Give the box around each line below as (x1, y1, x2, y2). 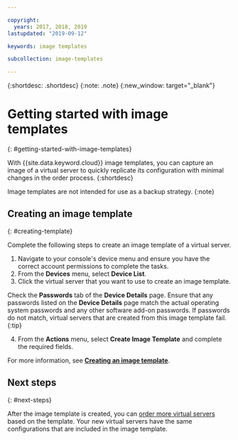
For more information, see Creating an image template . (7, 356, 171, 365)
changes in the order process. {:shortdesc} (7, 173, 134, 182)
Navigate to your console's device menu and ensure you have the (17, 254, 210, 263)
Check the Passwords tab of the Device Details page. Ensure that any (7, 291, 213, 299)
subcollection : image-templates (7, 55, 103, 63)
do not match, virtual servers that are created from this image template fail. (7, 313, 227, 322)
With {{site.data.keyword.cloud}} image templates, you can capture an (7, 159, 214, 167)
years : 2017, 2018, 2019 (13, 23, 87, 31)
